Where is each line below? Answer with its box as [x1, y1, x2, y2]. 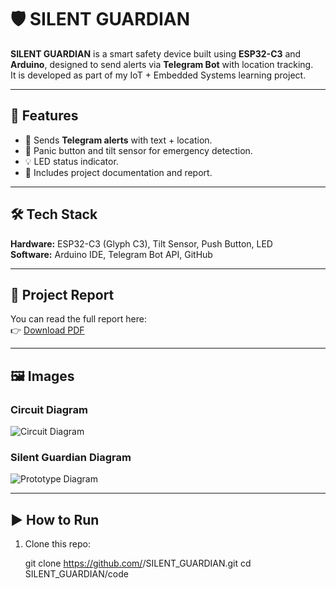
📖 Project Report [10, 286, 115, 303]
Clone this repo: [24, 538, 91, 550]
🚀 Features [10, 107, 79, 125]
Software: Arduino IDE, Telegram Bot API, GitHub [10, 248, 213, 260]
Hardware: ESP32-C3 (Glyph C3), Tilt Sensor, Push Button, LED [10, 237, 273, 250]
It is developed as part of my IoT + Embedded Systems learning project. [10, 69, 307, 81]
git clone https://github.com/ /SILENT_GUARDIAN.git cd [24, 557, 252, 570]
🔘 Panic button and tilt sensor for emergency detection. [24, 144, 253, 156]
